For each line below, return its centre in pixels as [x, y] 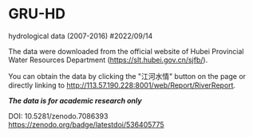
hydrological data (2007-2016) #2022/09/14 [81, 36]
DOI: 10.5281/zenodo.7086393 [58, 115]
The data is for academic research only [75, 100]
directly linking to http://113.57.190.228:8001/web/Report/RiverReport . [122, 85]
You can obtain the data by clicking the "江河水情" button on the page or [127, 76]
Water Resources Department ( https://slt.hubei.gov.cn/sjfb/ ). [108, 60]
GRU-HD [37, 14]
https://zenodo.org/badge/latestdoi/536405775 [87, 124]
